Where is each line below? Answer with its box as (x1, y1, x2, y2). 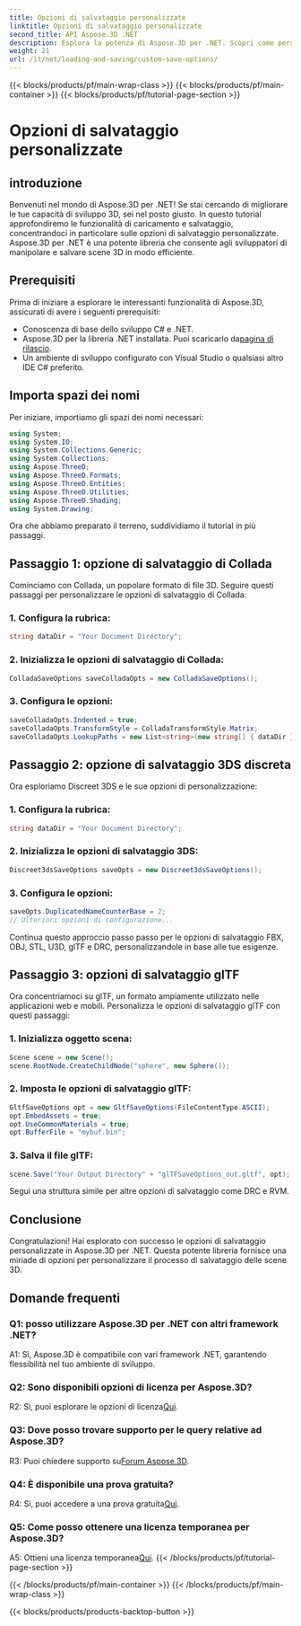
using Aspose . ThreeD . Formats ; (9, 471, 123, 480)
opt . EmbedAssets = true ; (9, 1111, 102, 1120)
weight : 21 (9, 47, 50, 56)
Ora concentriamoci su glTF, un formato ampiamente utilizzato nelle (9, 991, 260, 1002)
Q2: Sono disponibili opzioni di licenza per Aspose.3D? (9, 1381, 253, 1393)
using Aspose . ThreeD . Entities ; (9, 479, 126, 488)
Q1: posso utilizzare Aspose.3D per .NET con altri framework (9, 1317, 279, 1330)
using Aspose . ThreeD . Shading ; (9, 496, 123, 505)
